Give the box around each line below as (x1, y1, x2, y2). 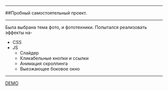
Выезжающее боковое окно (19, 66, 80, 71)
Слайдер (19, 50, 39, 55)
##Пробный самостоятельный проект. (5, 10, 87, 15)
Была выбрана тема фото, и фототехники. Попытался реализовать (5, 24, 147, 30)
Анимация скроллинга (19, 60, 68, 66)
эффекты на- (5, 29, 32, 35)
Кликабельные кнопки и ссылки (19, 55, 89, 61)
